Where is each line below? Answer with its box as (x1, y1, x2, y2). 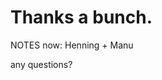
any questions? (10, 58, 73, 70)
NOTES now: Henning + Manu (10, 39, 134, 51)
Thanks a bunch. (10, 6, 153, 29)
